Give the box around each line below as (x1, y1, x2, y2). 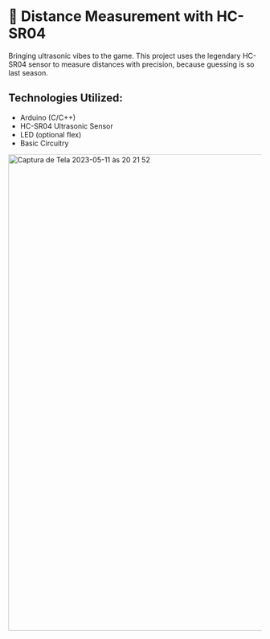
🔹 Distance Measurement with (8, 7, 214, 26)
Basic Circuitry (19, 138, 69, 148)
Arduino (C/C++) (19, 113, 76, 122)
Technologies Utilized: (8, 92, 123, 105)
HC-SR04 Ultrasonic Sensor (19, 121, 114, 131)
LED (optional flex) (19, 129, 82, 139)
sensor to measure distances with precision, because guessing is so (27, 59, 255, 69)
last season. (8, 68, 48, 77)
